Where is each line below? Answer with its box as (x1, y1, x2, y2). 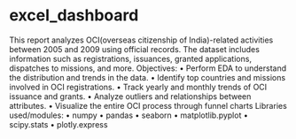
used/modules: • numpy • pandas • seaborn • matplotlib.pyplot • (9, 110, 248, 120)
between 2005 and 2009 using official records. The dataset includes (9, 43, 260, 54)
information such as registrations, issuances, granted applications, (9, 53, 253, 64)
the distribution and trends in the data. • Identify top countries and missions (9, 72, 286, 82)
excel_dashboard (9, 5, 139, 26)
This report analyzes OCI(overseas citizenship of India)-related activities (9, 35, 274, 45)
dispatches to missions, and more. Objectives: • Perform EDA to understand (9, 63, 287, 73)
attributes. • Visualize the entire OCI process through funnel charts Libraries (9, 100, 288, 111)
